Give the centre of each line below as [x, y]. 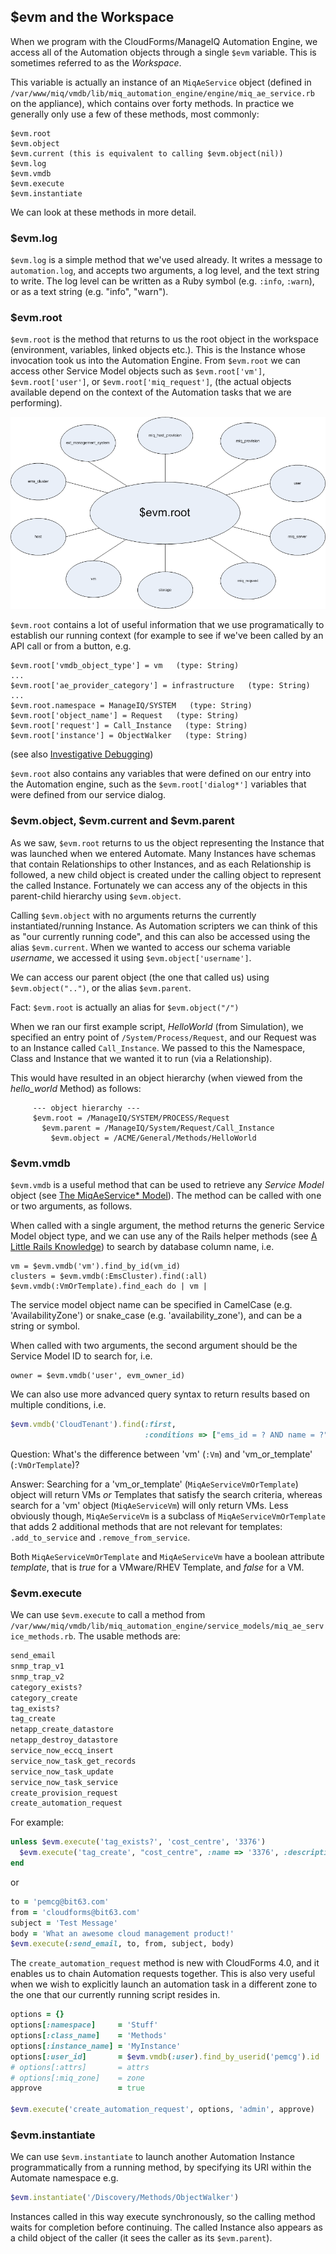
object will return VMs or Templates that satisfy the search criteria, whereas [166, 1494]
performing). [36, 403]
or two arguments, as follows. [71, 1206]
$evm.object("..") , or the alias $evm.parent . [101, 987]
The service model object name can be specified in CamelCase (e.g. [151, 1305]
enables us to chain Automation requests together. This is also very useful [163, 1974]
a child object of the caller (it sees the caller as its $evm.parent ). [141, 2238]
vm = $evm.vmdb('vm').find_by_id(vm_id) [96, 1266]
